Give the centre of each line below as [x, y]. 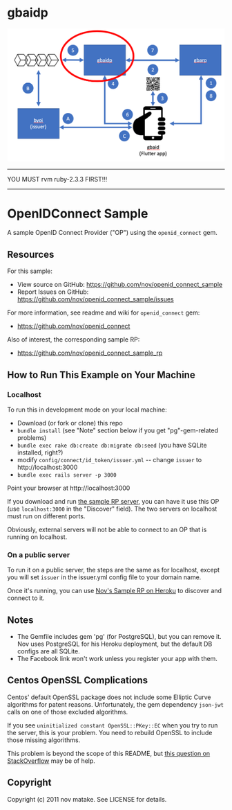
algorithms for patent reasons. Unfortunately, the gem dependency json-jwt [116, 704]
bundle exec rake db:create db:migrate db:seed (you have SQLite [112, 445]
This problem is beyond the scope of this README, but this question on [109, 753]
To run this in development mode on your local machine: [87, 410]
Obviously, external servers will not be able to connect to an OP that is [107, 529]
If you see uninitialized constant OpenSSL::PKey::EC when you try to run [113, 725]
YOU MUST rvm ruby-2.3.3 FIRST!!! [57, 179]
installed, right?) [40, 452]
